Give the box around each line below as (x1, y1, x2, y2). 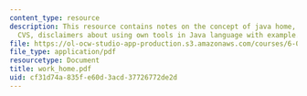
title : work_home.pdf (9, 65, 92, 74)
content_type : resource (9, 13, 101, 23)
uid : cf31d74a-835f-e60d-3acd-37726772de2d (9, 73, 178, 82)
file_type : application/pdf (9, 48, 117, 57)
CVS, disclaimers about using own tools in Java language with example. (17, 30, 301, 39)
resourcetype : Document (9, 56, 101, 65)
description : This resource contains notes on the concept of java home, (9, 22, 297, 31)
